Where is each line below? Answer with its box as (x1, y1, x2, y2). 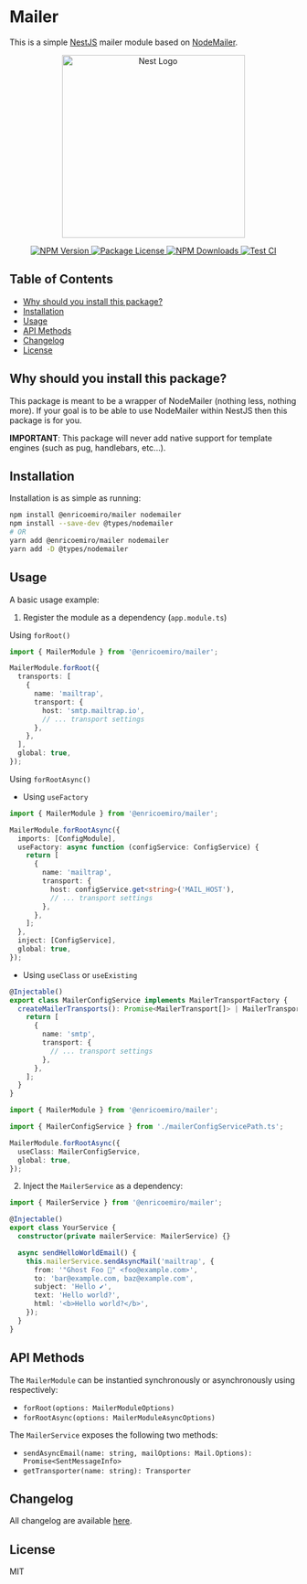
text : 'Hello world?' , (33, 1291, 121, 1300)
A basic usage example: (9, 594, 100, 605)
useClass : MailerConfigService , (17, 1147, 142, 1156)
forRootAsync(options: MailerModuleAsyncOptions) (22, 1413, 217, 1422)
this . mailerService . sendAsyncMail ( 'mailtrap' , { (26, 1257, 215, 1266)
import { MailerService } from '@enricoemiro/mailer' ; (9, 1198, 223, 1207)
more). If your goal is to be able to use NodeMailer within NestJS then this (9, 405, 288, 416)
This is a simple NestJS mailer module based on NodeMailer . (9, 37, 238, 48)
